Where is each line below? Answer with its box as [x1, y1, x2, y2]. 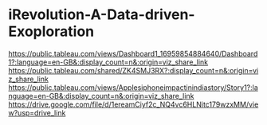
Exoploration [8, 22, 94, 41]
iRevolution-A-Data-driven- [8, 6, 195, 24]
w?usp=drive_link [8, 107, 66, 117]
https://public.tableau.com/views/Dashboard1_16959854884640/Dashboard [8, 49, 258, 58]
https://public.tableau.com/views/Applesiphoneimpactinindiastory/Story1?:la [8, 82, 259, 92]
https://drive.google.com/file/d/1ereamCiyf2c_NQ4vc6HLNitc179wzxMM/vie [8, 100, 259, 109]
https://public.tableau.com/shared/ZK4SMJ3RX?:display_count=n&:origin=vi [8, 65, 259, 75]
